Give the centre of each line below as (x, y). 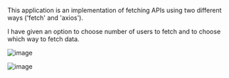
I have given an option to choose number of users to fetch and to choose (114, 32)
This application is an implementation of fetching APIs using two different (114, 10)
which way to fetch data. (43, 39)
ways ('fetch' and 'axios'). (46, 18)
